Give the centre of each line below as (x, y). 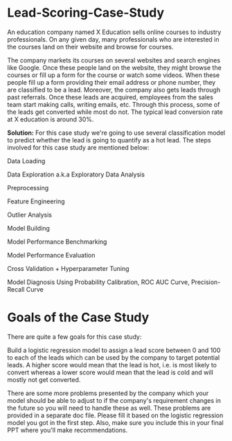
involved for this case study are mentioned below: (79, 147)
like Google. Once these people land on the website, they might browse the (114, 67)
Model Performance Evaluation (51, 255)
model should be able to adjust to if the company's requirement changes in (114, 400)
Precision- (206, 282)
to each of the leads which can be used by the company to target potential (114, 357)
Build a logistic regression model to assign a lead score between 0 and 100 (114, 350)
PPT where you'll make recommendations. (68, 430)
